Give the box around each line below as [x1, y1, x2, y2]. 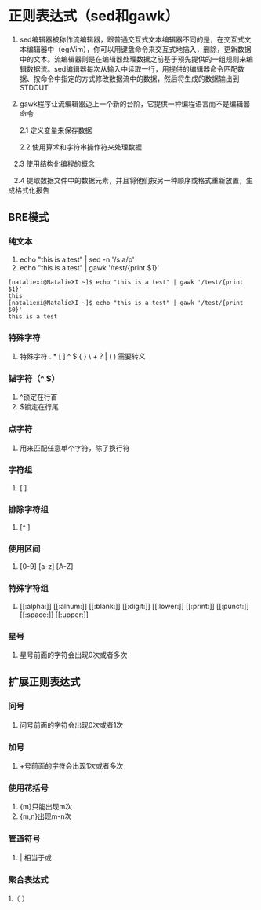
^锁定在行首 [19, 392, 58, 402]
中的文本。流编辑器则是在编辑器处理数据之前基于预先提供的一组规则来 [19, 54, 247, 64]
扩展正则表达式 [8, 675, 81, 688]
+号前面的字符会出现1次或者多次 [19, 761, 124, 770]
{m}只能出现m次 [19, 802, 73, 812]
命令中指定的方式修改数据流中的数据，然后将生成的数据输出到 [40, 74, 240, 83]
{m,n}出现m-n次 [19, 812, 72, 821]
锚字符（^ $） [8, 372, 60, 383]
